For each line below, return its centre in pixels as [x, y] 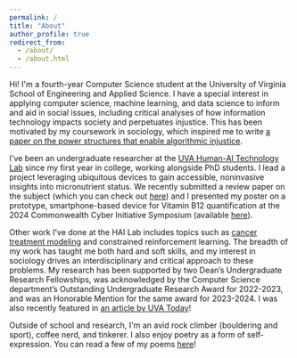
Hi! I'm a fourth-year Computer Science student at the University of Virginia [148, 84]
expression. [31, 344]
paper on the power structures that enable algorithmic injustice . [126, 141]
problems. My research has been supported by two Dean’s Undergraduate [146, 270]
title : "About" [37, 26]
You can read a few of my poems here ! [125, 344]
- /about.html [43, 59]
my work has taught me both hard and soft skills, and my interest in [132, 251]
